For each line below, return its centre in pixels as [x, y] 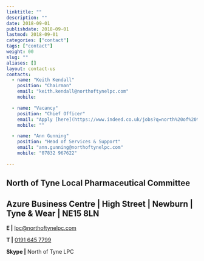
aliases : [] [21, 63]
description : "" [27, 18]
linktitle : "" [24, 12]
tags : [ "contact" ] [29, 46]
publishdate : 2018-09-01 [38, 29]
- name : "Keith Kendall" [43, 80]
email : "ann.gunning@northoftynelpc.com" [70, 148]
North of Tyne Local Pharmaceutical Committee [98, 183]
